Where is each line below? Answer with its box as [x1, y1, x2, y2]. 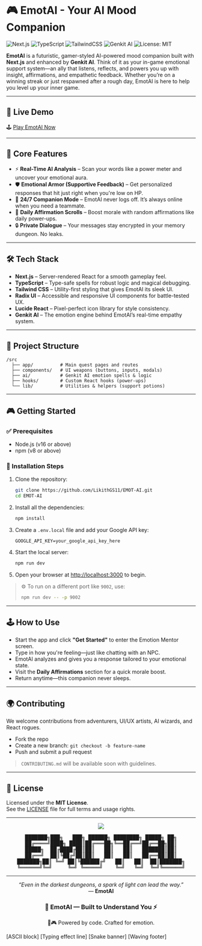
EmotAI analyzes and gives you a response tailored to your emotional [14, 655, 186, 663]
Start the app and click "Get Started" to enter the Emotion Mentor [14, 636, 179, 643]
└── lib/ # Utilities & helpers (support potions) [11, 383, 165, 389]
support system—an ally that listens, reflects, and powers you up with [6, 64, 179, 72]
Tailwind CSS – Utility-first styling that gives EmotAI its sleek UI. [14, 286, 174, 293]
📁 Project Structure [6, 341, 79, 351]
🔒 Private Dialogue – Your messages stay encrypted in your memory [14, 221, 185, 229]
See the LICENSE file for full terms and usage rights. [6, 805, 136, 812]
